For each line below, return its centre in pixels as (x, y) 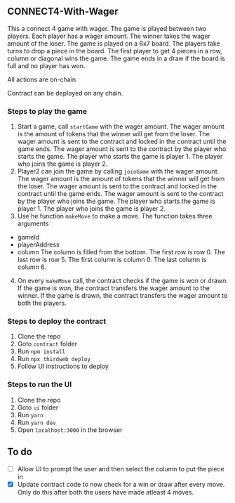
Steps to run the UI (40, 384)
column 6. (32, 267)
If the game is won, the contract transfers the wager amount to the (114, 288)
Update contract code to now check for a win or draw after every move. (121, 484)
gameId (28, 237)
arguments (33, 223)
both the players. (42, 303)
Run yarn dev (36, 422)
